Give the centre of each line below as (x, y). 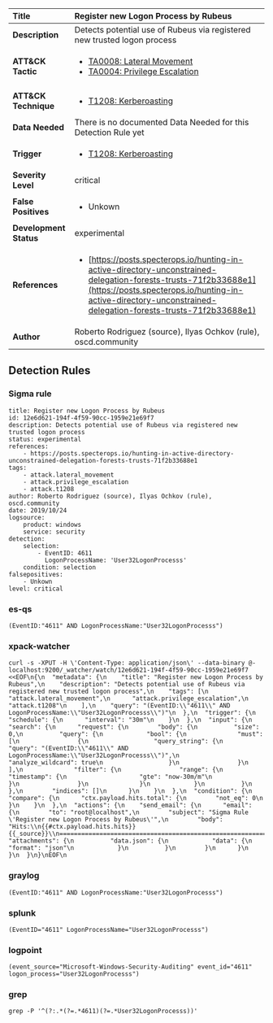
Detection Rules (50, 370)
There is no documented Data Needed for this (162, 122)
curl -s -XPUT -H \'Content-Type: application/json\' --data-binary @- (132, 663)
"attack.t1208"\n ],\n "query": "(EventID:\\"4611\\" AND (119, 706)
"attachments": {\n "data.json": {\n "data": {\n (130, 841)
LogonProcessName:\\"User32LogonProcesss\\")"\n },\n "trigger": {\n (132, 713)
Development (39, 228)
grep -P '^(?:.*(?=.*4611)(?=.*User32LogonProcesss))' (103, 1012)
